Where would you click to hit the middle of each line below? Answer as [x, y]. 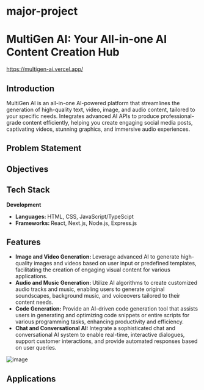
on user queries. [36, 348]
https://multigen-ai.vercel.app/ [45, 69]
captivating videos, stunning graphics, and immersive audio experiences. [98, 129]
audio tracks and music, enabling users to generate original [90, 289]
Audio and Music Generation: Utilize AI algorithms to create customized [106, 283]
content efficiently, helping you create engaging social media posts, [107, 122]
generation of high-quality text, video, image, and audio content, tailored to [101, 109]
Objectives [27, 169]
